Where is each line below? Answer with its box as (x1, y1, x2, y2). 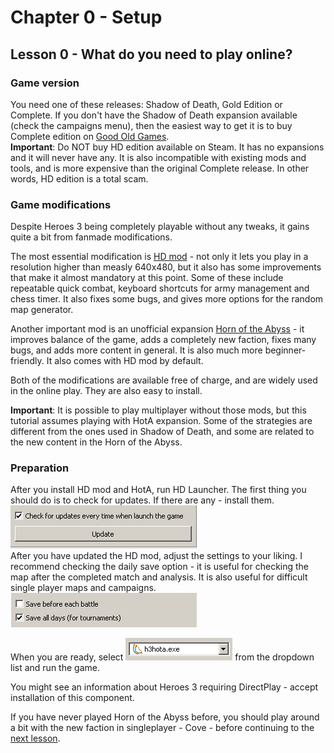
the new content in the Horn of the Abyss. (10, 436, 183, 448)
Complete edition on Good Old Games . (10, 130, 170, 142)
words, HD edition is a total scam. (10, 172, 149, 185)
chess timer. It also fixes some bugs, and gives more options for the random (10, 293, 324, 305)
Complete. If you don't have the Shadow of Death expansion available (10, 109, 298, 121)
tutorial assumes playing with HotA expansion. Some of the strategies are (10, 415, 313, 427)
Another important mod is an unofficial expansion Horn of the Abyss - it (10, 323, 305, 335)
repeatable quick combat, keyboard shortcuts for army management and (10, 282, 310, 295)
